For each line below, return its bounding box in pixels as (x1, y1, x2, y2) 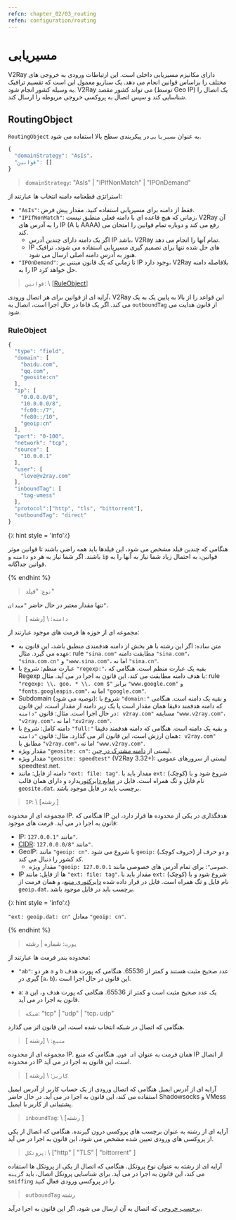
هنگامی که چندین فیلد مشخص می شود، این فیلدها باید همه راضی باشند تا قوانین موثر (8, 544, 228, 553)
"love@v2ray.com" (20, 472, 72, 479)
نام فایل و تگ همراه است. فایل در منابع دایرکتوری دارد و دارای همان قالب (18, 776, 204, 784)
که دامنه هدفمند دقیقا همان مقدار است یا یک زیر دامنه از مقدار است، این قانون (18, 701, 223, 710)
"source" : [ (14, 446, 50, 453)
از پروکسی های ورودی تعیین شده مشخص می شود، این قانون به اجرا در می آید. (8, 1134, 214, 1142)
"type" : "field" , (14, 347, 65, 355)
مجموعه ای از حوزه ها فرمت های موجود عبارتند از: (8, 628, 140, 636)
